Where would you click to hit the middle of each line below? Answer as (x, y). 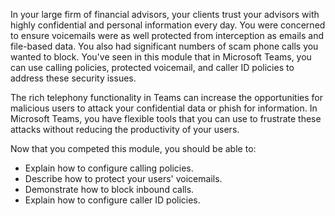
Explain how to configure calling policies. (109, 168)
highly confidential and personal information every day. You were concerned (168, 25)
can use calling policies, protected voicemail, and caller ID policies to (152, 67)
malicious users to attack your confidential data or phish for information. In (164, 108)
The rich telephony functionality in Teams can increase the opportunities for (167, 97)
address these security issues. (73, 78)
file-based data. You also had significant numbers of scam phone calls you (164, 46)
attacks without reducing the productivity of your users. (125, 129)
